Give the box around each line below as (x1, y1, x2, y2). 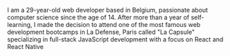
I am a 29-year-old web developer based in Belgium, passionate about (7, 6, 209, 14)
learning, (7, 21, 33, 28)
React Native (7, 43, 44, 50)
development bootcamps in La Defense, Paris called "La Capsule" (7, 28, 195, 36)
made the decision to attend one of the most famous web (37, 21, 201, 28)
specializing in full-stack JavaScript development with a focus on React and (7, 35, 224, 44)
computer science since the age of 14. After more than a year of (7, 13, 190, 21)
